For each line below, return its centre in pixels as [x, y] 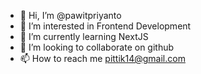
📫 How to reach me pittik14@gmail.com [102, 58]
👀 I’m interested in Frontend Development [105, 26]
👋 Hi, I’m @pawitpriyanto [70, 15]
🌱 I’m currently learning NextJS [84, 36]
